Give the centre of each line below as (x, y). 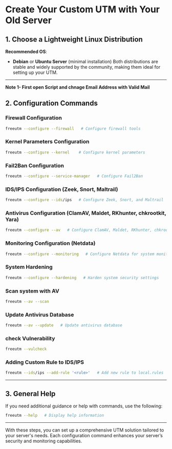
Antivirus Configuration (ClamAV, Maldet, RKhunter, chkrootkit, (86, 213)
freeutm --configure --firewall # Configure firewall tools (73, 129)
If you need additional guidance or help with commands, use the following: (84, 406)
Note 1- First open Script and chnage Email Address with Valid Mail (78, 87)
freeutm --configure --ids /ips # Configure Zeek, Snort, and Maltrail (84, 200)
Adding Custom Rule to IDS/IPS (45, 362)
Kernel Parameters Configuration (47, 142)
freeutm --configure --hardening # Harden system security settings (82, 278)
